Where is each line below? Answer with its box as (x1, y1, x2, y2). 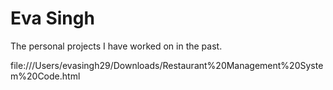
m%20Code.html (10, 70, 81, 82)
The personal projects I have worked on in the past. (10, 40, 223, 52)
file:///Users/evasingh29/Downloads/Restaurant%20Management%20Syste (10, 59, 324, 71)
